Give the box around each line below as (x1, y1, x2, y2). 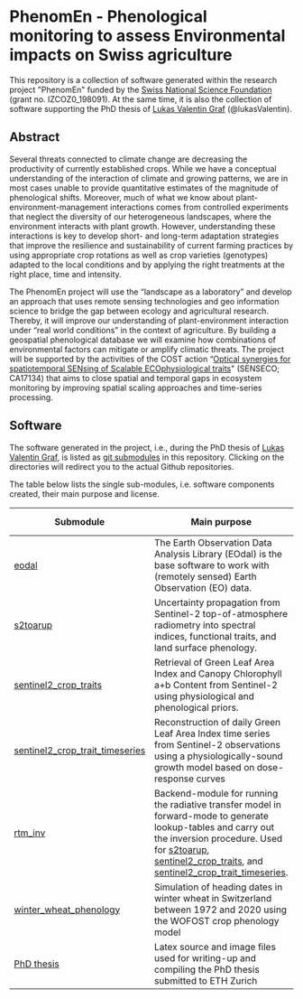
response (153, 772, 195, 785)
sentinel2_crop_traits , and (153, 854, 263, 867)
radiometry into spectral (153, 619, 256, 631)
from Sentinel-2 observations (153, 738, 281, 751)
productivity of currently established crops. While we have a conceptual (9, 163, 277, 173)
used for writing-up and (153, 951, 257, 964)
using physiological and (153, 689, 255, 702)
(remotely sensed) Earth (153, 570, 257, 583)
